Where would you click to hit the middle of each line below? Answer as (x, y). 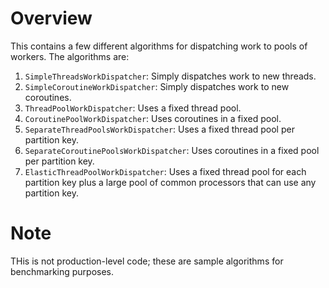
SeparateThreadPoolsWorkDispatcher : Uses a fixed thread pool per (159, 129)
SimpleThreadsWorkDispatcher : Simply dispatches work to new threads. (170, 76)
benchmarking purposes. (62, 271)
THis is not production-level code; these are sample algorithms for (147, 261)
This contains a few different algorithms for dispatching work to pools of (159, 46)
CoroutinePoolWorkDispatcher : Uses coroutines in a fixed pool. (153, 118)
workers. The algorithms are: (70, 56)
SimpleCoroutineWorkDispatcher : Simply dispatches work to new (157, 86)
